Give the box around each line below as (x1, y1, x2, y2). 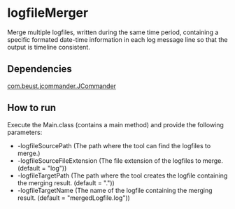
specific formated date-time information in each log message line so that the (7, 35, 228, 43)
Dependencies (7, 63, 72, 75)
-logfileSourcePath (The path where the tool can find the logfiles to (17, 141, 211, 150)
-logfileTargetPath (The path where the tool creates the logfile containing (17, 171, 228, 180)
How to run (7, 102, 57, 114)
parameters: (7, 128, 43, 136)
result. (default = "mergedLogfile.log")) (17, 194, 131, 202)
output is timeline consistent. (7, 43, 91, 51)
